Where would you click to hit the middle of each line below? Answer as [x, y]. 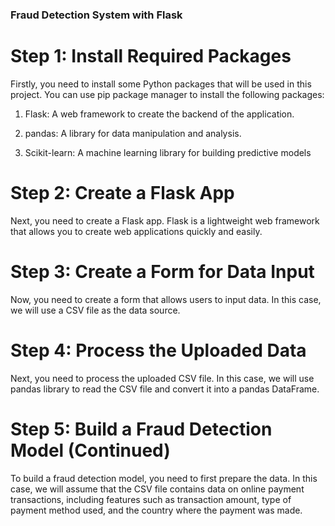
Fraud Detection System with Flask [96, 15]
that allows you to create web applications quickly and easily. [136, 231]
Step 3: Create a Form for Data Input [162, 271]
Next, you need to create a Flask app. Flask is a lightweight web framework [165, 220]
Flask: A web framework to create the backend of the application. [159, 114]
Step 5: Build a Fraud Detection [141, 429]
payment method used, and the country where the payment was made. [156, 510]
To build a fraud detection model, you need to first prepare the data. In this [164, 478]
